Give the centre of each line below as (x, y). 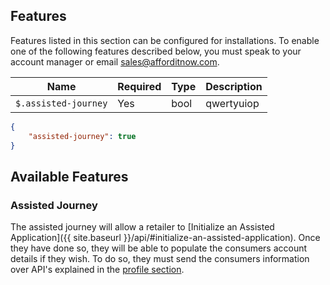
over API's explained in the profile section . (97, 270)
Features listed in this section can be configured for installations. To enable (165, 40)
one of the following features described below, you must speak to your (156, 51)
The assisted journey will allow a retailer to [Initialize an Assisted (142, 227)
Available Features (69, 176)
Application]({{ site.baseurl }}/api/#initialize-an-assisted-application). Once (165, 238)
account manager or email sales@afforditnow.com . (115, 61)
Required (139, 86)
